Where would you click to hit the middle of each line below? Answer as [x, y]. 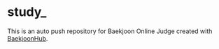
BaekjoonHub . [28, 38]
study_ [27, 12]
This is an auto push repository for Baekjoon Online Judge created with [110, 31]
